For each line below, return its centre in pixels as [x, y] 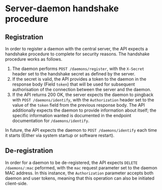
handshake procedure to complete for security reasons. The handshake [77, 54]
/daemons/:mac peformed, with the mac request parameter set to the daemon [81, 167]
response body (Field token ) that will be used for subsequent [74, 84]
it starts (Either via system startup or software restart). [60, 135]
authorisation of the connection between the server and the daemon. [82, 89]
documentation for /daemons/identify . [51, 121]
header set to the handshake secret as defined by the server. [74, 74]
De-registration [29, 151]
